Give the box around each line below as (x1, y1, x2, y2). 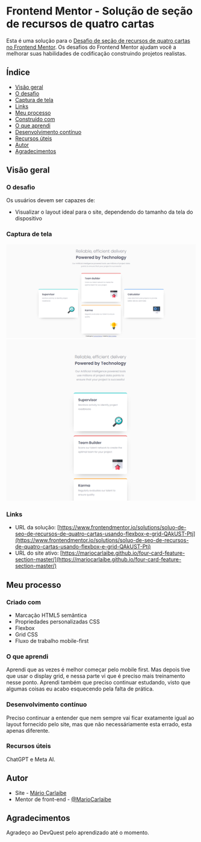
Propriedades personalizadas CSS (14, 617, 100, 625)
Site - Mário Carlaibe (14, 789, 67, 796)
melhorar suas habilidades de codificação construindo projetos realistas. (6, 49, 187, 57)
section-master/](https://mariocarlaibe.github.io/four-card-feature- (14, 556, 182, 563)
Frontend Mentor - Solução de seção (6, 4, 193, 18)
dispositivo (14, 215, 42, 222)
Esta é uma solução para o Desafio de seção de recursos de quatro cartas (6, 37, 191, 44)
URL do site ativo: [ (14, 549, 63, 557)
